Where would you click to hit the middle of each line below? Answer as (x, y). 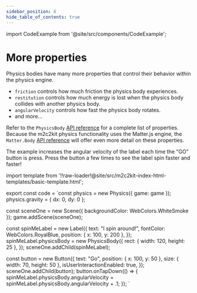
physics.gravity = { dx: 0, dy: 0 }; (46, 199)
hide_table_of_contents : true (43, 17)
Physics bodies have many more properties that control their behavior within (98, 74)
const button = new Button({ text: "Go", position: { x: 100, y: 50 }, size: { (93, 259)
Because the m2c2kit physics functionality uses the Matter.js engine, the (94, 134)
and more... (29, 116)
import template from (32, 176)
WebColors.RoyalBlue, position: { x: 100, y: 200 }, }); (69, 235)
